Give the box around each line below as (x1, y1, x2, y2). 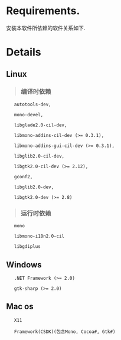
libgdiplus (14, 244, 41, 250)
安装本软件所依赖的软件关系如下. (6, 24, 86, 31)
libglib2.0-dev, (14, 184, 54, 190)
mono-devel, (14, 112, 44, 117)
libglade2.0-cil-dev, (14, 122, 67, 128)
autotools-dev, (14, 102, 51, 107)
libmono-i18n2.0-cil (14, 233, 65, 240)
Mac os (6, 302, 34, 312)
